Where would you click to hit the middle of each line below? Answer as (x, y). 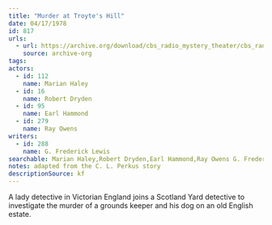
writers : (23, 136)
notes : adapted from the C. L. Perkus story (85, 167)
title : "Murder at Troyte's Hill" (67, 16)
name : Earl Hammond (56, 114)
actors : (21, 69)
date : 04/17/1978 (38, 23)
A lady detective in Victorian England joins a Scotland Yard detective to (127, 197)
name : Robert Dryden (57, 99)
